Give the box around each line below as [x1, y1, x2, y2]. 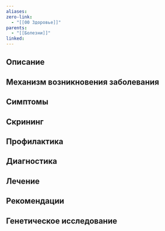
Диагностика [6, 156, 57, 166]
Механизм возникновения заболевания [6, 77, 159, 87]
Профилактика [6, 136, 64, 146]
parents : [6, 24, 27, 31]
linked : [6, 36, 25, 41]
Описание [6, 57, 45, 67]
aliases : [6, 8, 27, 15]
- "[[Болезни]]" [11, 30, 51, 36]
